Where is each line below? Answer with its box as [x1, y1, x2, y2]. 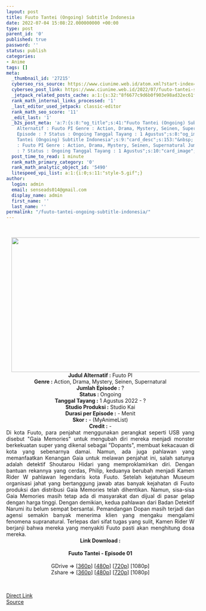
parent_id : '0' [6, 31, 44, 37]
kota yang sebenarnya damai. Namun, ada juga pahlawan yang [6, 448, 195, 455]
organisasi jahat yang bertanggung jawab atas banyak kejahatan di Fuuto [6, 480, 195, 487]
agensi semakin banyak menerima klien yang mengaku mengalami [6, 512, 195, 519]
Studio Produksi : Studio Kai [65, 403, 136, 411]
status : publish [6, 48, 47, 54]
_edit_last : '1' [11, 114, 52, 120]
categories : [6, 53, 36, 59]
